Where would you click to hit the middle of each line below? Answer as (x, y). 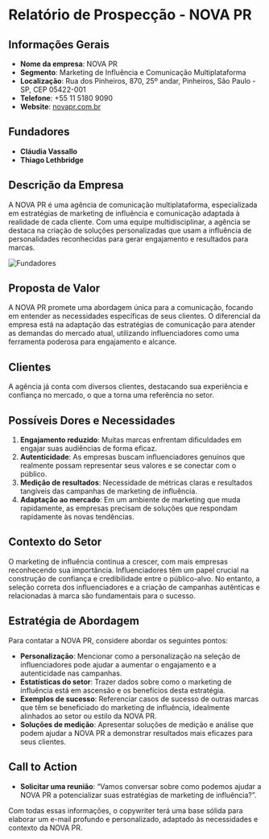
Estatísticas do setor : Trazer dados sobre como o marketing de (126, 681)
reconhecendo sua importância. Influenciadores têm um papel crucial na (129, 570)
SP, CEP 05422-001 (53, 89)
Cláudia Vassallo (49, 151)
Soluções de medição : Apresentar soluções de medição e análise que (137, 724)
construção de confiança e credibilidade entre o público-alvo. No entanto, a (134, 578)
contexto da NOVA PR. (46, 828)
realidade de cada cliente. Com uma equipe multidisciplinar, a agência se (130, 221)
